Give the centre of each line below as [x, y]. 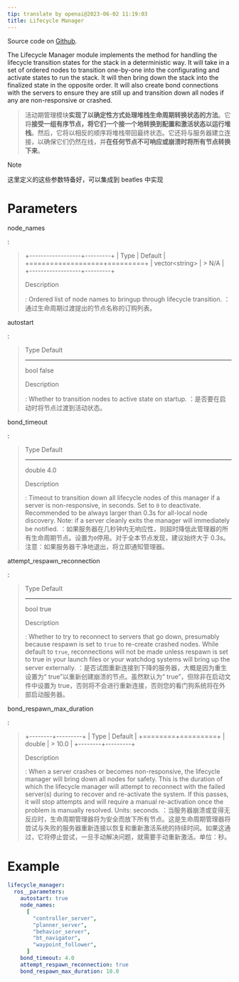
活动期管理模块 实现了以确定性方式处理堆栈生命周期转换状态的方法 [121, 115]
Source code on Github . [42, 41]
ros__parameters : [39, 892]
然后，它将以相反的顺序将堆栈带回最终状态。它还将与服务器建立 [131, 132]
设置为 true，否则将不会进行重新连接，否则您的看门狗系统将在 [128, 686]
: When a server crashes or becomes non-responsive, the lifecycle [122, 772]
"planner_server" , [60, 925]
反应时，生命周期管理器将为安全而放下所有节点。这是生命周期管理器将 [128, 819]
